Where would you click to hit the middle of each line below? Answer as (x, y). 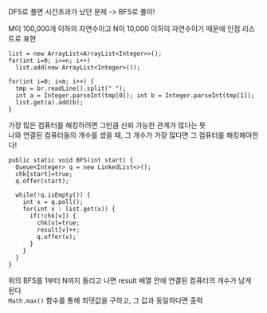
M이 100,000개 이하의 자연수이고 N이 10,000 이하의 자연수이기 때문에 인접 (124, 29)
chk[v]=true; (59, 223)
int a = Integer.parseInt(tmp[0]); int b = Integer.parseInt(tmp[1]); (135, 96)
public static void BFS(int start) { (71, 160)
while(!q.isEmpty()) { (53, 195)
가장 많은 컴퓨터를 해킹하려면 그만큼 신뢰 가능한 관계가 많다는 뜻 (107, 125)
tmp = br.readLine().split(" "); (71, 88)
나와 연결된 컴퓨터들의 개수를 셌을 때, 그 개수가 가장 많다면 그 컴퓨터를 (116, 135)
